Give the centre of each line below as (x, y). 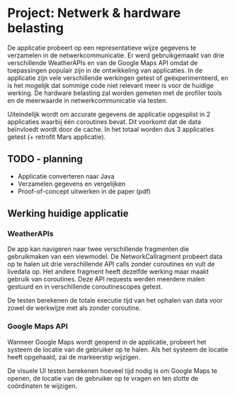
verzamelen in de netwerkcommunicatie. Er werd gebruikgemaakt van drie (116, 55)
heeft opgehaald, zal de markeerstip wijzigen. (74, 357)
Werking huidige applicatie (68, 214)
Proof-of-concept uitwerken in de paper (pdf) (84, 191)
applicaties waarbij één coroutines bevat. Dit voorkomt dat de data (104, 121)
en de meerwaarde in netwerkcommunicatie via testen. (87, 100)
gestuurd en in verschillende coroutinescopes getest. (85, 287)
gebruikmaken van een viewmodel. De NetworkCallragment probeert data (115, 257)
